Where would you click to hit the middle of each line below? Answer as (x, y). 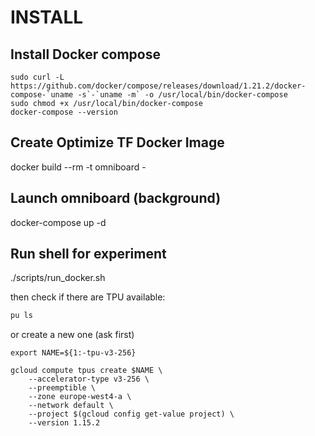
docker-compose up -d (58, 222)
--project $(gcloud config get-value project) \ (131, 414)
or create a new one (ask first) (72, 335)
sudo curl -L (37, 77)
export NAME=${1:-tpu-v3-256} (73, 353)
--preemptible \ (62, 388)
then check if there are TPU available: (88, 297)
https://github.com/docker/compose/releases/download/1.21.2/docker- (158, 86)
